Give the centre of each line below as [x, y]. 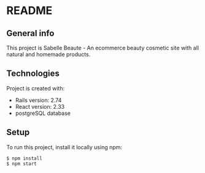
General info [30, 33]
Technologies [33, 74]
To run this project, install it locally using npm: [64, 147]
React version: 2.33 [40, 106]
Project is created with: [36, 88]
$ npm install [25, 158]
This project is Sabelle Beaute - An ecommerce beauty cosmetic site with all [103, 48]
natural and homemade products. [48, 54]
